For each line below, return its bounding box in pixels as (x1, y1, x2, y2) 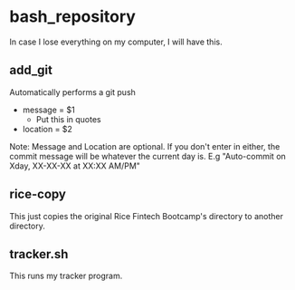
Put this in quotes (35, 113, 101, 124)
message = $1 (22, 104, 75, 115)
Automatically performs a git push (9, 86, 136, 97)
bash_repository (9, 6, 136, 27)
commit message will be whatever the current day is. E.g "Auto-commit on (9, 150, 287, 161)
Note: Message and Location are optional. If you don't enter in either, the (9, 140, 281, 151)
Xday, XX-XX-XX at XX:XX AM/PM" (9, 160, 140, 171)
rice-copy (9, 187, 66, 202)
